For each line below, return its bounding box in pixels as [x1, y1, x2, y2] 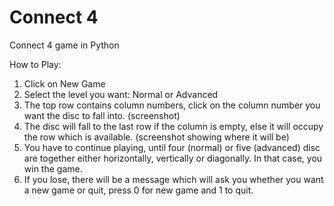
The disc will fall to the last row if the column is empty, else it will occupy [23, 120, 324, 132]
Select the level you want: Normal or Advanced [23, 88, 219, 100]
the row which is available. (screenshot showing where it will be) [23, 131, 290, 143]
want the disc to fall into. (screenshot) [23, 109, 181, 121]
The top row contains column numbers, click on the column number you [23, 99, 321, 111]
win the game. [23, 162, 83, 175]
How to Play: [9, 58, 62, 70]
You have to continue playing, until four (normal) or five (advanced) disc [23, 141, 321, 153]
